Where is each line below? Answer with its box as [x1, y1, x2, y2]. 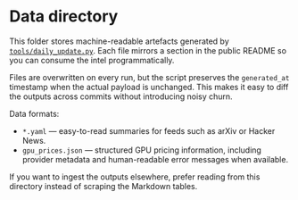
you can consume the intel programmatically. [9, 54, 175, 65]
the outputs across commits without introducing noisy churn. [9, 91, 234, 102]
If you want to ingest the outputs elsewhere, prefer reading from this [9, 171, 261, 182]
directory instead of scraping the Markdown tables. [9, 180, 198, 191]
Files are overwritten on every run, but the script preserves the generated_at [9, 71, 290, 82]
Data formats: [9, 108, 60, 119]
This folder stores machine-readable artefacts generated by [9, 36, 229, 46]
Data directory [9, 6, 119, 27]
